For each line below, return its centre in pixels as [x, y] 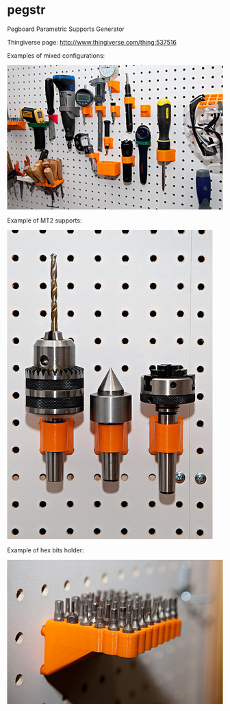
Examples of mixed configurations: [56, 55]
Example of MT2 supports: [44, 220]
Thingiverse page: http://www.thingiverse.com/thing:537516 [92, 42]
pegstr [26, 10]
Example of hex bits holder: [46, 550]
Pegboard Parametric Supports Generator [66, 29]
